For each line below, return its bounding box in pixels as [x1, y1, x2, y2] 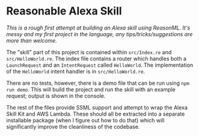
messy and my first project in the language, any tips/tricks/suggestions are [6, 30, 193, 37]
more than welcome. [6, 37, 57, 44]
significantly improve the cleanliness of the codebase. [6, 123, 140, 130]
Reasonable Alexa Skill [6, 4, 122, 18]
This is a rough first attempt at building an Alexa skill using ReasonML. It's [6, 24, 191, 31]
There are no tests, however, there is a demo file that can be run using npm [6, 79, 189, 87]
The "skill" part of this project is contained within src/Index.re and [6, 48, 172, 55]
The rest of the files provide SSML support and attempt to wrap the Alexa [6, 104, 188, 111]
